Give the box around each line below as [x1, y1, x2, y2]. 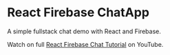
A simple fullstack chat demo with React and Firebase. [7, 27, 162, 35]
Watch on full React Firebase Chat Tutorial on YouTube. [7, 40, 164, 48]
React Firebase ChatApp [7, 5, 150, 20]
